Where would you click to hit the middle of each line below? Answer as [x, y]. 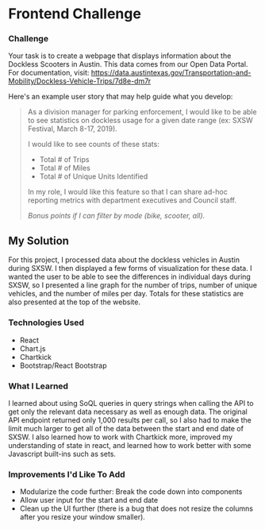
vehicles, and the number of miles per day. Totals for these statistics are [126, 294]
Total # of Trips [64, 160]
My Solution [39, 240]
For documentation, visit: [49, 73]
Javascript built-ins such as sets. [62, 454]
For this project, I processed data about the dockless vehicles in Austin [124, 260]
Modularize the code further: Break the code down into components [131, 492]
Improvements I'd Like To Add [67, 474]
